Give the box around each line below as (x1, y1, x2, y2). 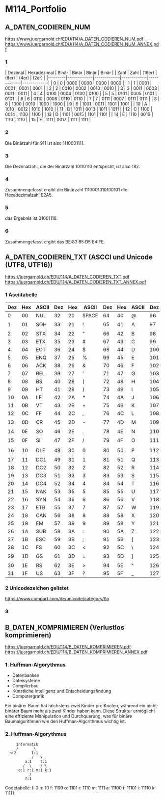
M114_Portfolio (5, 3, 67, 15)
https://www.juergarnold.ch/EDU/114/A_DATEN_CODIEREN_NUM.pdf (5, 36, 144, 42)
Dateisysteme (12, 678, 40, 684)
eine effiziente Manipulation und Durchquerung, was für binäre (5, 713, 132, 719)
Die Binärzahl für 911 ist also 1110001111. (5, 140, 85, 146)
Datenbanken (12, 672, 40, 678)
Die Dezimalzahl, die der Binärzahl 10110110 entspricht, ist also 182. (5, 163, 140, 169)
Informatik (16, 742, 38, 747)
